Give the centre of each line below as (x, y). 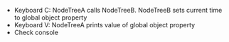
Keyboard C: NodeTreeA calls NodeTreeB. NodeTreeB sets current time (118, 10)
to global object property (50, 17)
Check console (36, 32)
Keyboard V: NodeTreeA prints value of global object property (105, 25)
